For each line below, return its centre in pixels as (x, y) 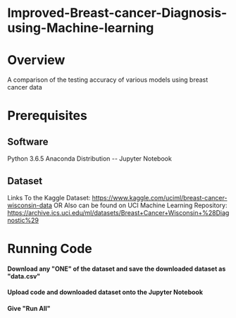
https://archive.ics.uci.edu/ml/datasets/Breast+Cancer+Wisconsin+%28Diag (118, 212)
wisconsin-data (30, 205)
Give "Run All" (29, 308)
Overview (36, 60)
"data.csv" (24, 276)
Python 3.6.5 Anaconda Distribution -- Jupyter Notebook (90, 159)
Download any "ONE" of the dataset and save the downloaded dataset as (117, 269)
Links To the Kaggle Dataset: (49, 197)
